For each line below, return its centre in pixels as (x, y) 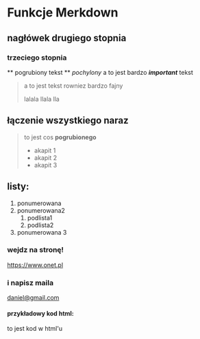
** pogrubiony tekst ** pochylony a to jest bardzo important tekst (100, 72)
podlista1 (40, 218)
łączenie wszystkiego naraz (68, 120)
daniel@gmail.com (33, 298)
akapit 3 (46, 165)
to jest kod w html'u (35, 329)
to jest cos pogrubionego (60, 137)
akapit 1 (45, 150)
